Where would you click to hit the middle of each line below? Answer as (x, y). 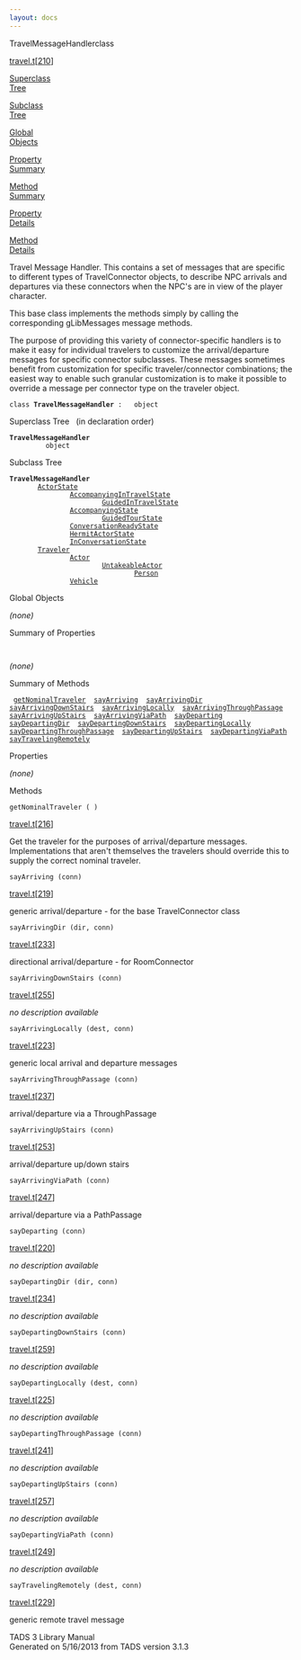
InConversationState (108, 542)
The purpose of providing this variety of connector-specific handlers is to (145, 340)
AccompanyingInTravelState (120, 494)
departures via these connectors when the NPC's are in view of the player (146, 286)
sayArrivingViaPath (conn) (60, 1180)
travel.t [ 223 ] (32, 1045)
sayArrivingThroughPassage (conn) (74, 1079)
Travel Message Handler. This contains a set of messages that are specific (147, 267)
